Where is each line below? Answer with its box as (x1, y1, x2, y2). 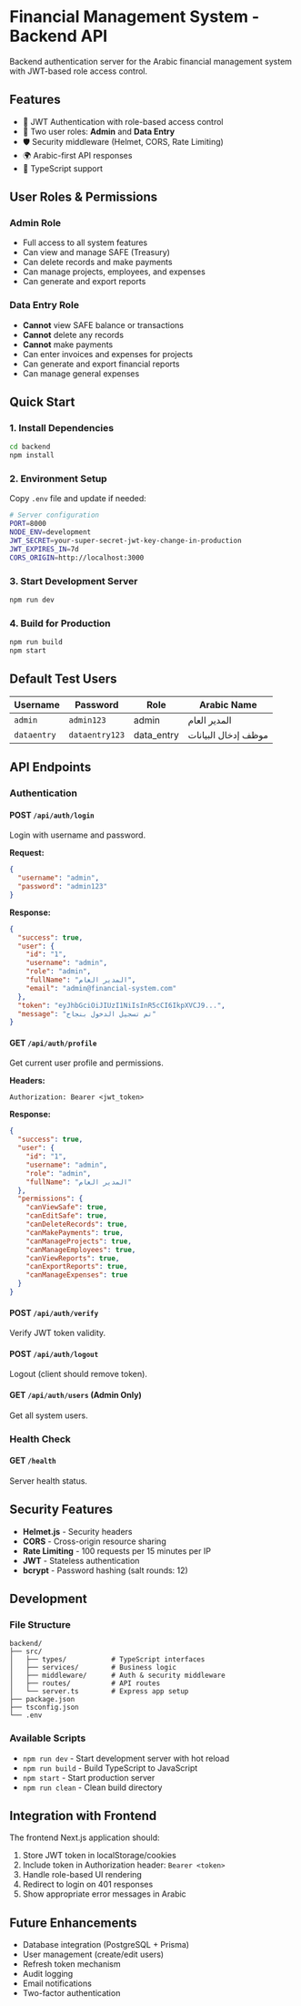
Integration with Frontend (9, 1807, 157, 1824)
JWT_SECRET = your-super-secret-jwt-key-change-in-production (9, 536, 243, 546)
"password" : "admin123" (17, 882, 107, 891)
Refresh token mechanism (22, 1959, 121, 1970)
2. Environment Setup (9, 472, 107, 485)
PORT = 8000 (9, 520, 47, 529)
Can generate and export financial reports (22, 358, 180, 369)
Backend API (9, 26, 108, 46)
